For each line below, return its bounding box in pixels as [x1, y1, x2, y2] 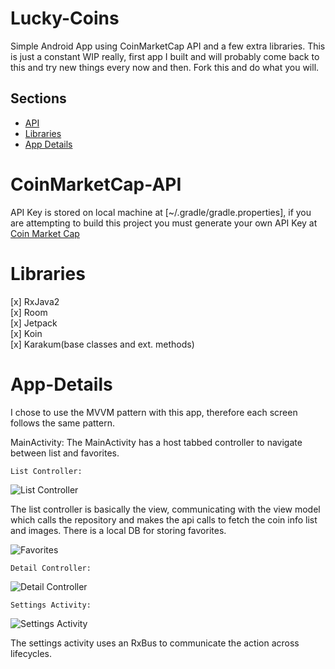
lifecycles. [10, 647, 53, 659]
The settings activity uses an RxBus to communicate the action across [10, 637, 300, 649]
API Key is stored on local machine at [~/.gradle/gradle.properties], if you [10, 206, 312, 218]
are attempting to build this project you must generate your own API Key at [10, 217, 318, 229]
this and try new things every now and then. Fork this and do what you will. [10, 61, 320, 73]
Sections [10, 90, 67, 107]
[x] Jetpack [10, 317, 58, 329]
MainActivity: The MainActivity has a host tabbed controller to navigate [10, 436, 303, 448]
